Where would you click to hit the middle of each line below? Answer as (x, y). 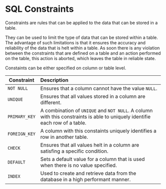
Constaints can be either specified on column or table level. (66, 68)
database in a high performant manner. (85, 179)
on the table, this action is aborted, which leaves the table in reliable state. (81, 58)
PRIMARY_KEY (22, 116)
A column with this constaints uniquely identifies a (98, 130)
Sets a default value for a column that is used (92, 159)
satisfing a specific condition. (74, 151)
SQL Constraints (40, 9)
